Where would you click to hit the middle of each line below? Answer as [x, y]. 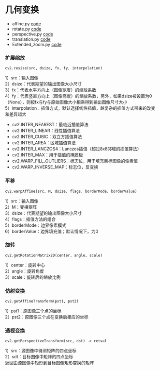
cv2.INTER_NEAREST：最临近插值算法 [50, 125]
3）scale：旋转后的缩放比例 [33, 277]
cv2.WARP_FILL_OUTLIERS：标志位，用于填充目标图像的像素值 [75, 161]
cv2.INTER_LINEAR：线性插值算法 [46, 131]
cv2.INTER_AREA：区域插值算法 [44, 143]
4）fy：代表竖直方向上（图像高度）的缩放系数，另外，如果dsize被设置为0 [79, 96]
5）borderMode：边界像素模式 [36, 225]
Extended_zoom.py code [37, 44]
